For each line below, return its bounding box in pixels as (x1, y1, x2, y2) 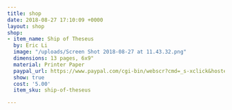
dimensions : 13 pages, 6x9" (13, 55, 95, 62)
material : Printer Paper (13, 61, 85, 68)
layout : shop (7, 23, 45, 30)
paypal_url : (13, 67, 48, 74)
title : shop (7, 10, 41, 17)
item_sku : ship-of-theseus (13, 87, 91, 93)
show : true (13, 74, 45, 81)
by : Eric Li (13, 42, 48, 49)
